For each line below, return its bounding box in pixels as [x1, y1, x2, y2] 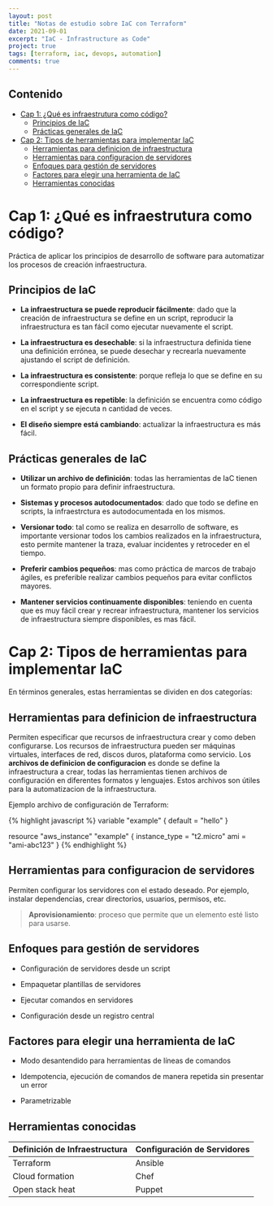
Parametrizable [19, 1096, 71, 1106]
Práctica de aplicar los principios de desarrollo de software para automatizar [8, 251, 265, 260]
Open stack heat [12, 1184, 76, 1195]
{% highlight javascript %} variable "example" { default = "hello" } [8, 815, 229, 825]
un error [19, 1080, 48, 1090]
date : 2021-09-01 [8, 27, 67, 35]
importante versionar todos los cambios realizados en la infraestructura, [19, 531, 262, 541]
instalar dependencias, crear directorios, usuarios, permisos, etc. [8, 894, 227, 903]
